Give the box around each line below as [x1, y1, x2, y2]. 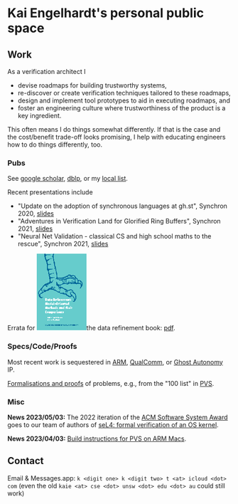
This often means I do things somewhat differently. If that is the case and [7, 125, 221, 133]
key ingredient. [17, 112, 62, 120]
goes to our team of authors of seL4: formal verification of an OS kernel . [7, 420, 219, 429]
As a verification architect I [7, 68, 86, 75]
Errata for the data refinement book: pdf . [7, 324, 175, 332]
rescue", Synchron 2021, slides [17, 240, 109, 248]
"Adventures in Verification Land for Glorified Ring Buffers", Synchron [17, 217, 222, 226]
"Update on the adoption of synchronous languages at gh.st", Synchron [17, 201, 227, 211]
